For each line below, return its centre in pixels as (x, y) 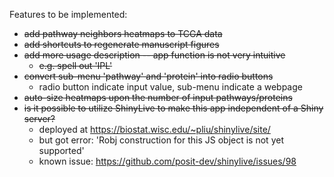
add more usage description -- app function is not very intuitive (154, 55)
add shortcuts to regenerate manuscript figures (121, 44)
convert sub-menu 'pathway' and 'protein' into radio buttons (148, 76)
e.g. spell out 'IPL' (75, 65)
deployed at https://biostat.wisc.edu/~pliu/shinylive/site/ (154, 129)
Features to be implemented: (68, 14)
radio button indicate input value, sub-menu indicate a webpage (170, 87)
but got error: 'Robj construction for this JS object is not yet (161, 140)
